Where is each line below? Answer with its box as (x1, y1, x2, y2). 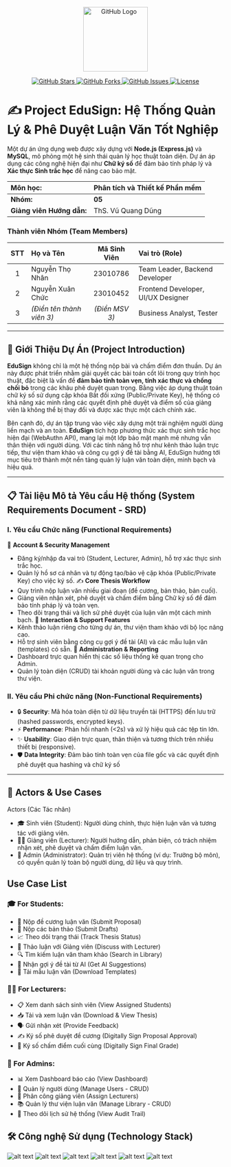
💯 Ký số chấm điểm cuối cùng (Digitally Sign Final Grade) (16, 1041, 179, 1050)
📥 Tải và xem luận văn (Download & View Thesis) (16, 1011, 158, 1019)
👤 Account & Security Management (7, 541, 110, 549)
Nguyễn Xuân (30, 285, 76, 294)
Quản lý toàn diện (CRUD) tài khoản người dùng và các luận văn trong (16, 667, 215, 675)
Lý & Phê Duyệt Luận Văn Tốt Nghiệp (7, 122, 219, 138)
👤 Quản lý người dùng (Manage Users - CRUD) (16, 1085, 149, 1093)
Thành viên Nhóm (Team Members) (7, 226, 129, 236)
